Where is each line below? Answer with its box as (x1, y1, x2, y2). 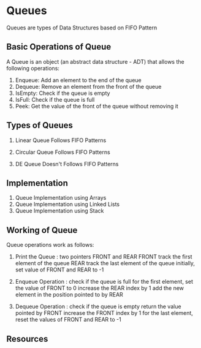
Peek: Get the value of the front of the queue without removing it (15, 102, 179, 110)
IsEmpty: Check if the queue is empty (15, 89, 110, 97)
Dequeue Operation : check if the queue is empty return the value (15, 303, 182, 310)
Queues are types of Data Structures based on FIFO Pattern (6, 24, 157, 31)
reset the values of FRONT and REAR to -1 (15, 316, 121, 323)
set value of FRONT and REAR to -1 (15, 266, 104, 273)
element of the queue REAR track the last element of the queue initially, (15, 260, 195, 267)
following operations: (6, 64, 60, 72)
